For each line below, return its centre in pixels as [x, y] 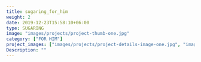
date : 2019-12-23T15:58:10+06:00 [48, 22]
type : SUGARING [25, 28]
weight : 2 [19, 17]
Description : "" [26, 50]
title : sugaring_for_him [37, 12]
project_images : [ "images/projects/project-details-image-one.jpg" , [93, 45]
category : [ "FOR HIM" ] [34, 39]
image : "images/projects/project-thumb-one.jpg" [68, 34]
